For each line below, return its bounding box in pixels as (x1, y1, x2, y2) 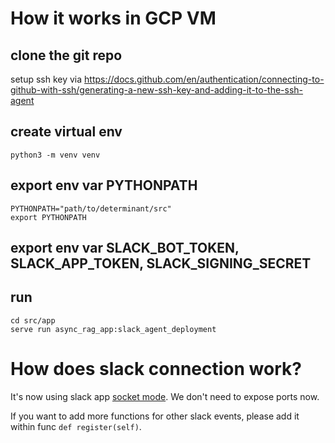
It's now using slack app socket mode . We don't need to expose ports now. (10, 390, 320, 402)
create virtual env (10, 123, 123, 141)
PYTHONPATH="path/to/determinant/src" (10, 203, 172, 214)
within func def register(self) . (10, 420, 142, 432)
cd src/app (10, 315, 56, 326)
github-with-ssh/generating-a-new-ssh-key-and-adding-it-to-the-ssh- (10, 84, 304, 96)
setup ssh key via (10, 73, 83, 85)
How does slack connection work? (10, 358, 302, 381)
